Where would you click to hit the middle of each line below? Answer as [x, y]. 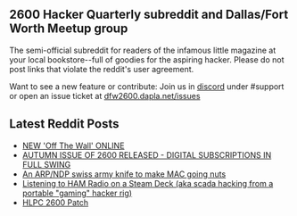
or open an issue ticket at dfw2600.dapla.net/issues [105, 96]
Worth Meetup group [69, 29]
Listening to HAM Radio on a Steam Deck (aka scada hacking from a [148, 183]
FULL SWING [46, 164]
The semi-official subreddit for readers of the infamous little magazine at [143, 50]
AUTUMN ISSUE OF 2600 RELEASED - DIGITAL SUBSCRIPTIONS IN [147, 154]
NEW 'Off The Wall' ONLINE [73, 145]
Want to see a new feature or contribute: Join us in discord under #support [147, 86]
